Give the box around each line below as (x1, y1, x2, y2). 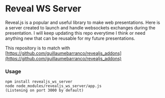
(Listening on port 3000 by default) (5, 88, 84, 93)
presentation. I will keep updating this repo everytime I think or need (5, 30, 146, 36)
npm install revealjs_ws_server (5, 79, 72, 85)
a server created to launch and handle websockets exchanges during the (5, 24, 156, 30)
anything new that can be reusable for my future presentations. (5, 35, 135, 41)
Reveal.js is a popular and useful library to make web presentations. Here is (5, 19, 160, 25)
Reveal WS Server (5, 3, 81, 14)
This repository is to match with (5, 45, 70, 51)
